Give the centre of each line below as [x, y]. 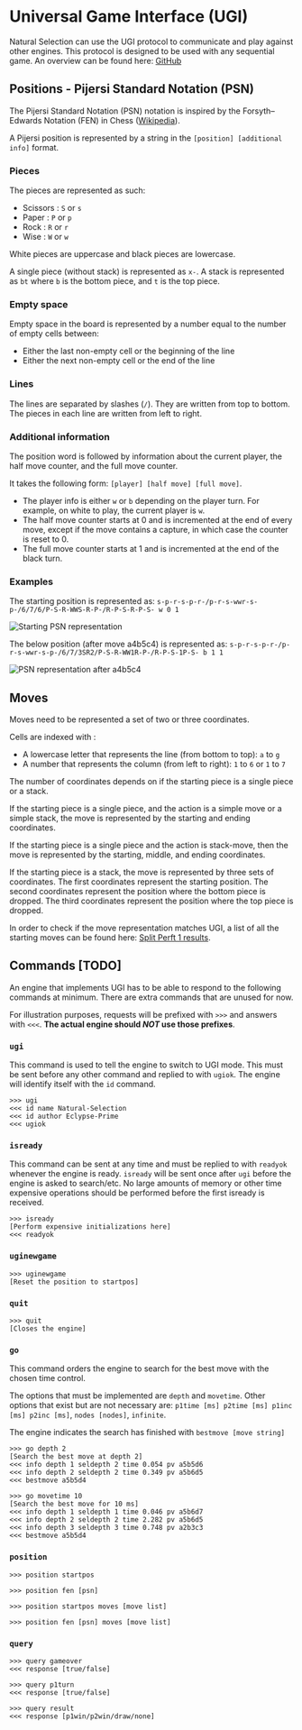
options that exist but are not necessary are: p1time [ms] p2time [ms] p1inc [151, 1405]
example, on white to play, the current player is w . [114, 510]
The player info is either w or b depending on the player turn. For [141, 500]
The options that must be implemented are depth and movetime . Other [137, 1396]
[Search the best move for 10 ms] [74, 1504]
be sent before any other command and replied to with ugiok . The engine [145, 1075]
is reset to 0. [46, 539]
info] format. [34, 147]
